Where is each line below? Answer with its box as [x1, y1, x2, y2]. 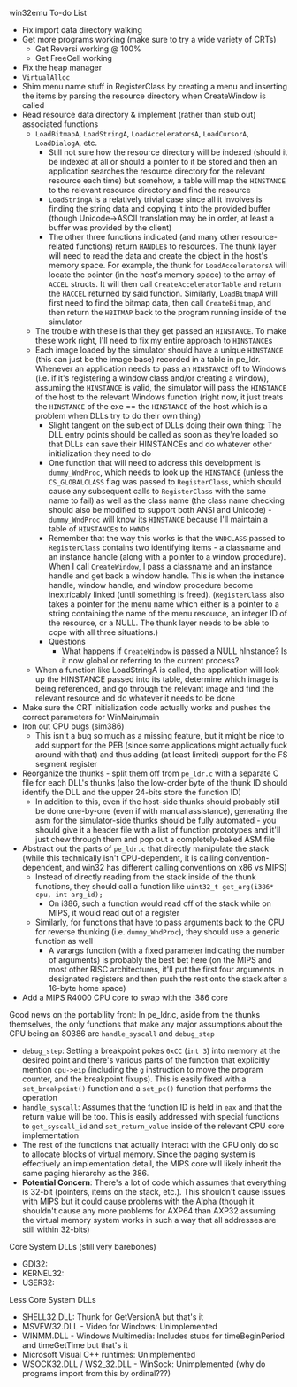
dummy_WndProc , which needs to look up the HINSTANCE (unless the [48, 467, 284, 477]
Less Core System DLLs [9, 1295, 96, 1305]
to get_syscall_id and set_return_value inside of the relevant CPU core [21, 1120, 285, 1131]
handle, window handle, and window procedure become [48, 580, 254, 590]
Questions [48, 637, 86, 647]
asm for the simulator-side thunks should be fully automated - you [34, 815, 277, 825]
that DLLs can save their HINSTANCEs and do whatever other [48, 438, 272, 449]
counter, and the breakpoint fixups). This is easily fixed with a [21, 1073, 247, 1084]
